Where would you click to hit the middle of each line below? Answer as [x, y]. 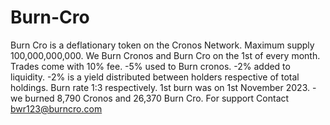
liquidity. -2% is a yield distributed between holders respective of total [155, 77]
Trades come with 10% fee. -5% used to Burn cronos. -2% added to [150, 66]
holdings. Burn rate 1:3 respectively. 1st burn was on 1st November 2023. [160, 87]
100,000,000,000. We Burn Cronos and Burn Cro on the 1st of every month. [165, 55]
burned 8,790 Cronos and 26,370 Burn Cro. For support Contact [157, 98]
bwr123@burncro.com [56, 108]
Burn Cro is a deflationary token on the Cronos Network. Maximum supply [162, 45]
